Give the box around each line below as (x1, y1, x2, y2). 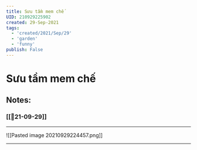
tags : (6, 25, 19, 31)
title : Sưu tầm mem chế (6, 8, 64, 15)
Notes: (6, 95, 31, 105)
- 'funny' (11, 42, 35, 47)
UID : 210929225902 (6, 14, 51, 20)
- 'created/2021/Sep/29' (11, 30, 72, 36)
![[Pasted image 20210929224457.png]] (6, 131, 103, 138)
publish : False (6, 47, 43, 53)
